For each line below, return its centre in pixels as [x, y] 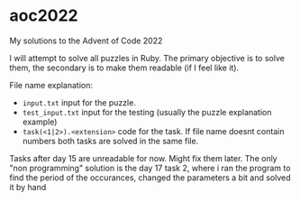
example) [40, 122]
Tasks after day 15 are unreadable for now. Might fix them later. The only [143, 158]
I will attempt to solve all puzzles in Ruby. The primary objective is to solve [147, 58]
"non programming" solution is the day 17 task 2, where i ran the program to [150, 168]
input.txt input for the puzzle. [79, 102]
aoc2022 [44, 16]
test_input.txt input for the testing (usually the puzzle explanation [147, 112]
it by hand [28, 187]
